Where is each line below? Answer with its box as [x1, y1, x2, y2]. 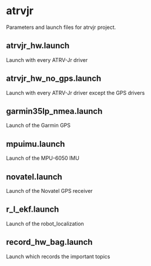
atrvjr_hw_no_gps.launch [6, 74, 102, 84]
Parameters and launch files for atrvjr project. [6, 24, 116, 31]
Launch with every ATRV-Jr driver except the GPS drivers [6, 89, 145, 96]
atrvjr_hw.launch [6, 41, 70, 51]
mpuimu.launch [6, 139, 65, 149]
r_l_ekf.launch [6, 205, 59, 215]
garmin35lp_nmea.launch [6, 106, 103, 116]
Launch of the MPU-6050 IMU [6, 155, 79, 162]
